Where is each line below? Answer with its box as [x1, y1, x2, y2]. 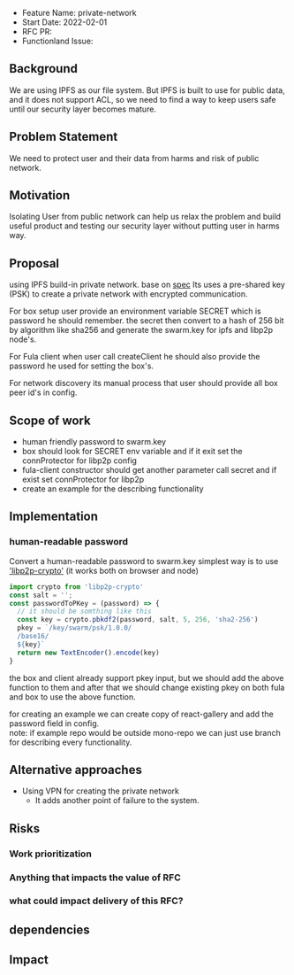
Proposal [9, 256, 60, 271]
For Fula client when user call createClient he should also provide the [9, 352, 260, 362]
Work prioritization [9, 847, 93, 860]
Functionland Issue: [21, 35, 94, 46]
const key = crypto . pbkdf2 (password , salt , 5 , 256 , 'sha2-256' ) [17, 615, 259, 624]
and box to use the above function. [9, 691, 137, 702]
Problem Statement [9, 129, 118, 144]
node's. [9, 334, 37, 344]
